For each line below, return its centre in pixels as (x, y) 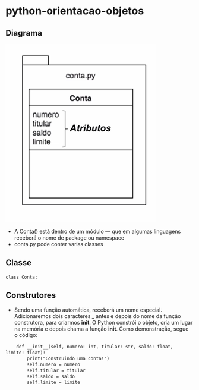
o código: (26, 335)
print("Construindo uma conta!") (68, 358)
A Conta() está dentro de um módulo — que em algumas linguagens (97, 231)
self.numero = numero (54, 364)
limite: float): (26, 353)
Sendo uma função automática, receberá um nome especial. (88, 310)
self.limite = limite (54, 382)
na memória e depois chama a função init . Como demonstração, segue (101, 329)
